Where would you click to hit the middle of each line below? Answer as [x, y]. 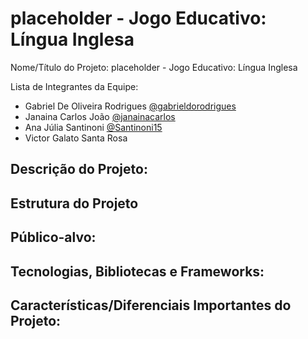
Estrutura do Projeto [74, 203]
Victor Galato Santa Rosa [76, 138]
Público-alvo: [53, 237]
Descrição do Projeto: [79, 169]
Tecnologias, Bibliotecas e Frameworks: [137, 271]
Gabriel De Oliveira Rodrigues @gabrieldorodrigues [130, 106]
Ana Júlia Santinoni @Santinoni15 [93, 127]
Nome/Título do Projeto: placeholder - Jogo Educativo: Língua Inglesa [154, 67]
